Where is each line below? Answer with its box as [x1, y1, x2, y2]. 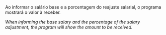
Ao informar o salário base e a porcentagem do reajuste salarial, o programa [5, 4, 162, 10]
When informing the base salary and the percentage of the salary [5, 19, 140, 25]
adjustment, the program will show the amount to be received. [5, 24, 133, 30]
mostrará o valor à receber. [5, 9, 61, 15]
